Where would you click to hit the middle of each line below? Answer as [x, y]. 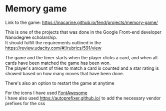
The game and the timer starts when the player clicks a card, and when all [81, 57]
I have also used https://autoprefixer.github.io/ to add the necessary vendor [83, 98]
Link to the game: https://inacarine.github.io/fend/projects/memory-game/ [82, 22]
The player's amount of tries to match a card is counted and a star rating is [82, 68]
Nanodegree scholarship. [31, 37]
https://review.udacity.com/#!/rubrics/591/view [53, 48]
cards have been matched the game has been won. [58, 63]
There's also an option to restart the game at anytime [60, 83]
